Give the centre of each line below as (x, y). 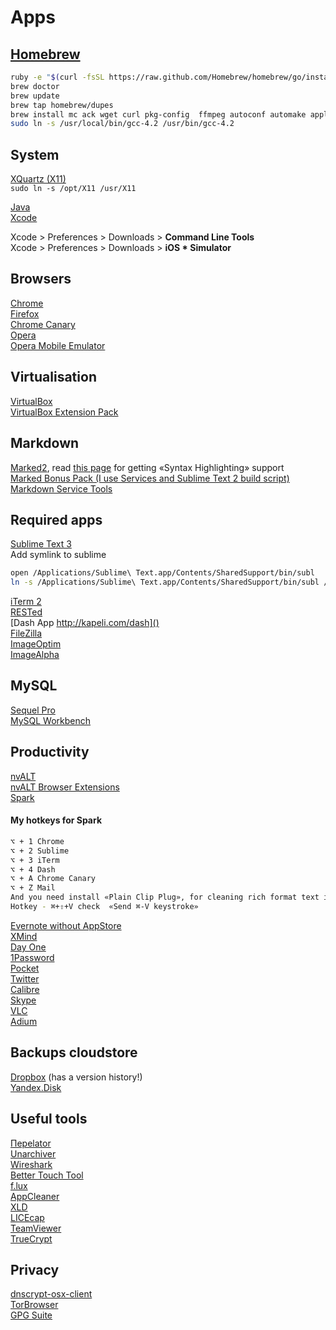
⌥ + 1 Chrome (37, 841)
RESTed (26, 612)
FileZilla (26, 633)
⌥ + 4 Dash (33, 869)
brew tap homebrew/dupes (62, 105)
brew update (35, 96)
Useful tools (49, 1119)
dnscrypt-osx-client (51, 1294)
